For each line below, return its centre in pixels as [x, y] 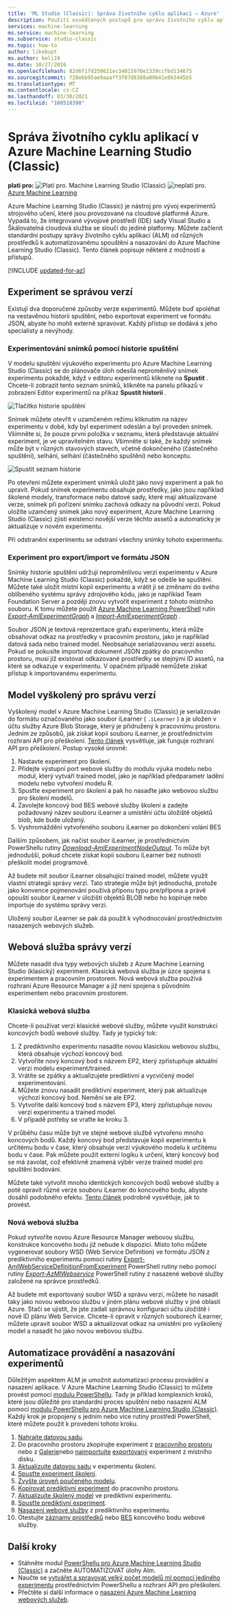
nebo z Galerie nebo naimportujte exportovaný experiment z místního [114, 1452]
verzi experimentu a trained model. [67, 1112]
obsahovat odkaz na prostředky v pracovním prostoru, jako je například [108, 637]
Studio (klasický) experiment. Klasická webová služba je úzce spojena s [109, 971]
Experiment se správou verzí [70, 292]
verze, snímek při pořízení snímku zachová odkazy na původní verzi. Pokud [114, 504]
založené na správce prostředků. [54, 1281]
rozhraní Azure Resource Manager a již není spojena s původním [99, 986]
